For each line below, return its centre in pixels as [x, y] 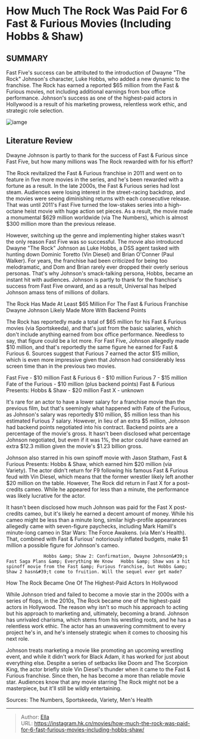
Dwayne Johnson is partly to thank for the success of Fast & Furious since [97, 155]
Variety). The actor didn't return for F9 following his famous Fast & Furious [97, 470]
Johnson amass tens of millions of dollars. [58, 292]
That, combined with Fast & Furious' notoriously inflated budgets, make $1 [97, 539]
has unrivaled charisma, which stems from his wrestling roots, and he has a [99, 620]
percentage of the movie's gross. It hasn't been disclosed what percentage [98, 433]
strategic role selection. [35, 111]
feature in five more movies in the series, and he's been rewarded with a [95, 179]
